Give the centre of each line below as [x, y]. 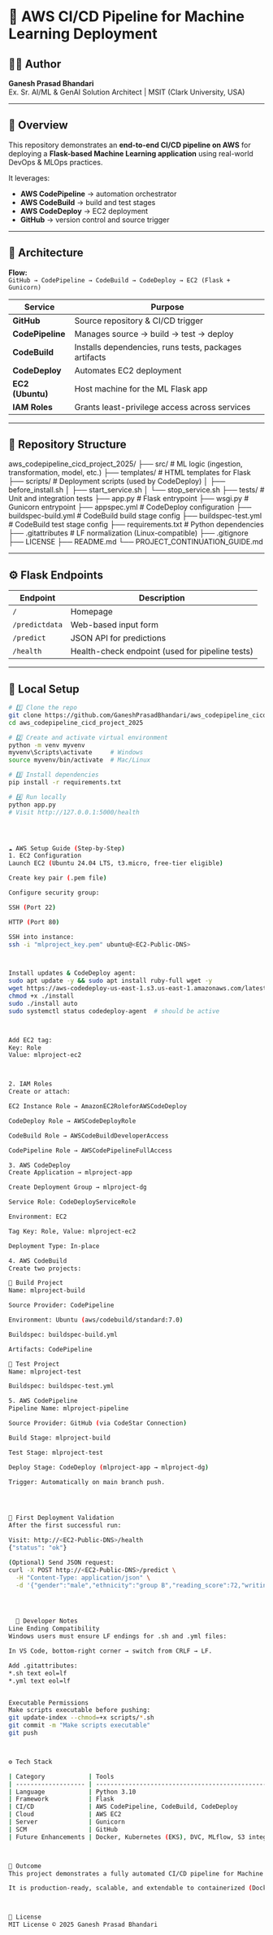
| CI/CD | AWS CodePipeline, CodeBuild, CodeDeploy [123, 1807]
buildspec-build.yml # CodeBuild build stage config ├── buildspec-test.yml [135, 516]
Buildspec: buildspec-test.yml [61, 1387]
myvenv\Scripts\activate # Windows [76, 753]
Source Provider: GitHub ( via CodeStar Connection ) [97, 1423]
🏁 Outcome [25, 1866]
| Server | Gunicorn [67, 1822]
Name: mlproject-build [47, 1291]
